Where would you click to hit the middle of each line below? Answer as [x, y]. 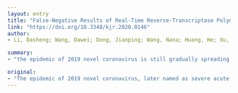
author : [19, 33]
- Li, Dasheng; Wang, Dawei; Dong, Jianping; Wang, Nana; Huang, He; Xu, [119, 40]
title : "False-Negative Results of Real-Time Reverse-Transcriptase [110, 20]
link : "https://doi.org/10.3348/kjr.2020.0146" [79, 27]
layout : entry [28, 14]
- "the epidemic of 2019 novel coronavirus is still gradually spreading [119, 60]
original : [22, 72]
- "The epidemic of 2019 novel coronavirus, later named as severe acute [119, 78]
